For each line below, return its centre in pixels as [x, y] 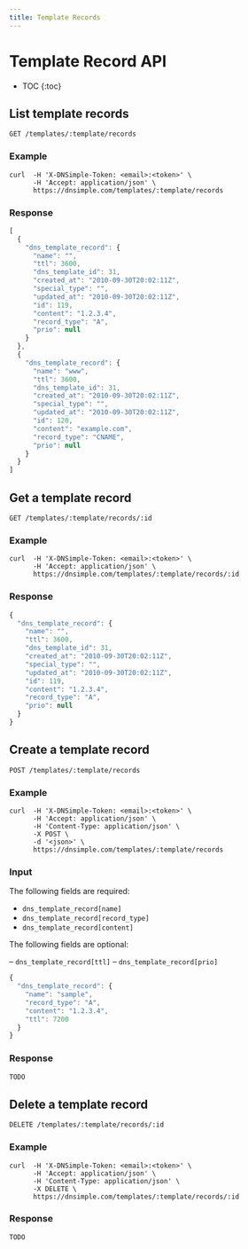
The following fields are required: [70, 892]
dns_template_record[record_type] [85, 919]
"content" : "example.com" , [82, 428]
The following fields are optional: [69, 945]
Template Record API [88, 61]
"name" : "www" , [61, 371]
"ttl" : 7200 [47, 1019]
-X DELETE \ [54, 1189]
